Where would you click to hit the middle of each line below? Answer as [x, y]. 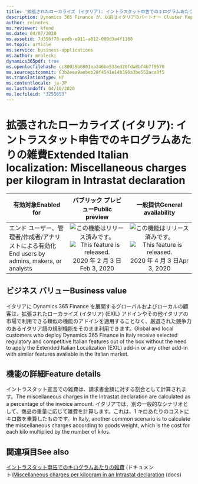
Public [103, 209]
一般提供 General [159, 205]
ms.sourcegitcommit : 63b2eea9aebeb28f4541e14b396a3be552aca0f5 [85, 72]
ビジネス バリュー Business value [67, 291]
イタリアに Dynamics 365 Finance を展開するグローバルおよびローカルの [95, 306]
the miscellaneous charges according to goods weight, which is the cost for [98, 425]
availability [159, 212]
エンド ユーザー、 [33, 228]
